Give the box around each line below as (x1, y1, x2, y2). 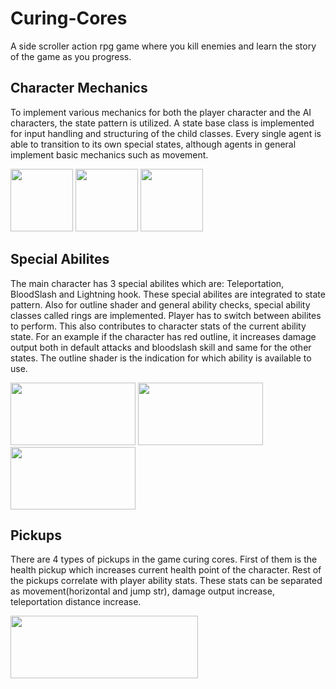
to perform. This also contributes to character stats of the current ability (10, 320, 307, 332)
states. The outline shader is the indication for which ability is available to (10, 352, 312, 364)
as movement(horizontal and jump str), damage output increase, (10, 585, 275, 597)
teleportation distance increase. (10, 596, 142, 608)
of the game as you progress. (10, 50, 132, 62)
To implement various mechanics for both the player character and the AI (10, 106, 312, 118)
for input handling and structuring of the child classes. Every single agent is (10, 127, 322, 139)
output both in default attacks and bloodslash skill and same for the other (10, 341, 312, 353)
